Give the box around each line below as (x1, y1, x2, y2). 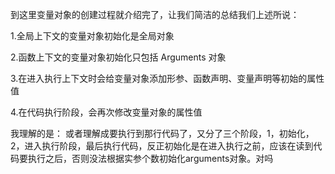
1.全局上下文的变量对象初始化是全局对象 (10, 30, 175, 42)
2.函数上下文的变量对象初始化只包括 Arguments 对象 (10, 51, 227, 63)
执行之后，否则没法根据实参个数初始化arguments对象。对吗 (27, 153, 274, 164)
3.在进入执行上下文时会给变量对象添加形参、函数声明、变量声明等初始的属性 (10, 73, 325, 84)
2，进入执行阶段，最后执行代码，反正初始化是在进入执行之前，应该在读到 (10, 140, 314, 152)
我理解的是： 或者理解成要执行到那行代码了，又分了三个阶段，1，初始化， (10, 128, 315, 139)
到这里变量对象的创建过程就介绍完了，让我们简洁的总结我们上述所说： (10, 9, 300, 20)
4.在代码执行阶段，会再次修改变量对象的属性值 (10, 106, 203, 118)
